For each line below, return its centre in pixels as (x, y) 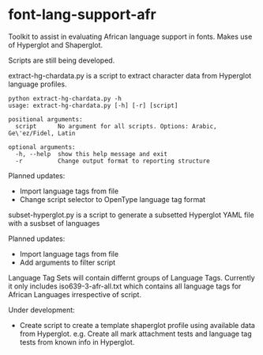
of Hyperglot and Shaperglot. (56, 44)
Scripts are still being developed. (62, 60)
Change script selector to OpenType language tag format (113, 199)
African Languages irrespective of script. (75, 294)
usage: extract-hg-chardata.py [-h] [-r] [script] (93, 105)
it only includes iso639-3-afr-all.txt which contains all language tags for (125, 286)
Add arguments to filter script (68, 262)
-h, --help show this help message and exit (92, 154)
